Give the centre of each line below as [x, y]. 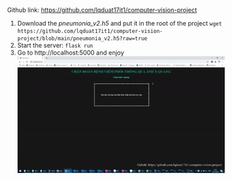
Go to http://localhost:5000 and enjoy [70, 52]
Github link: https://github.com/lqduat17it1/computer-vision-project [102, 10]
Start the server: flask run [55, 45]
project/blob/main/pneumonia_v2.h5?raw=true [82, 39]
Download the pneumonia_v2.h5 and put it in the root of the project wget [119, 23]
